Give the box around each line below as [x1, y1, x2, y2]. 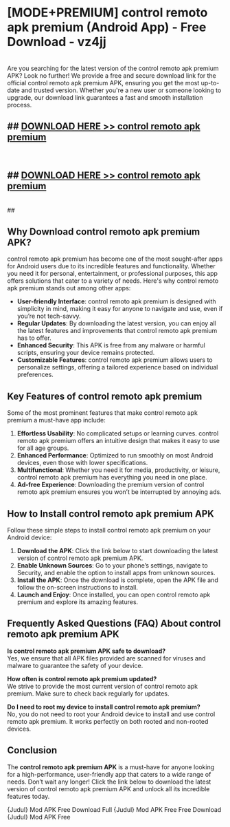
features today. [7, 792, 50, 800]
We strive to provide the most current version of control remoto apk [7, 682, 198, 690]
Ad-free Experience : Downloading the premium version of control [16, 480, 205, 489]
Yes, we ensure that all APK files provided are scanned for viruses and [7, 654, 206, 662]
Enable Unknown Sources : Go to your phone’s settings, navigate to [16, 561, 208, 569]
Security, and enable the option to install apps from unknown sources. [16, 569, 216, 577]
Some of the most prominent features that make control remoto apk [7, 409, 198, 417]
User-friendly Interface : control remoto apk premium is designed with [16, 297, 216, 305]
